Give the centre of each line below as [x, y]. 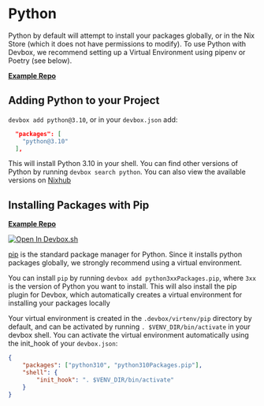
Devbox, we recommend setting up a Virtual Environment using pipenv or [127, 52]
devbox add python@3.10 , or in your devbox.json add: [93, 120]
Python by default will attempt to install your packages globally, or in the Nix [131, 35]
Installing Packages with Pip [79, 205]
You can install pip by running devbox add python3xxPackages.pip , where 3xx [132, 278]
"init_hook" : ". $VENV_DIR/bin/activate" [106, 380]
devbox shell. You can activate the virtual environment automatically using [129, 335]
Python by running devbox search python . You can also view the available [127, 172]
